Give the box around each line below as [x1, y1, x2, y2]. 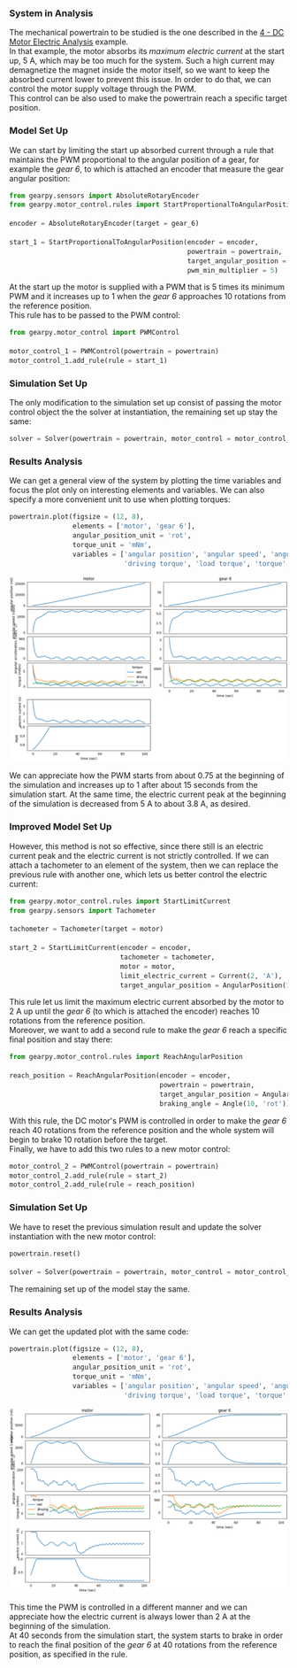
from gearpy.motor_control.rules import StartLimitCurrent [9, 897, 232, 906]
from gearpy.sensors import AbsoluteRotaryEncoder [9, 191, 200, 200]
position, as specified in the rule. [9, 1649, 128, 1660]
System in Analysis [9, 7, 94, 19]
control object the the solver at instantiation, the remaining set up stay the [9, 406, 278, 418]
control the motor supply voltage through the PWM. [9, 83, 197, 95]
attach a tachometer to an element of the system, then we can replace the [9, 860, 278, 870]
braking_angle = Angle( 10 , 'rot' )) [159, 1099, 291, 1108]
